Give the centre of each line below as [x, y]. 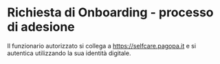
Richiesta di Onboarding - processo [111, 13]
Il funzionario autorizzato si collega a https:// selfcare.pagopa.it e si [102, 46]
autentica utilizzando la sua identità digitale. [69, 53]
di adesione [41, 27]
